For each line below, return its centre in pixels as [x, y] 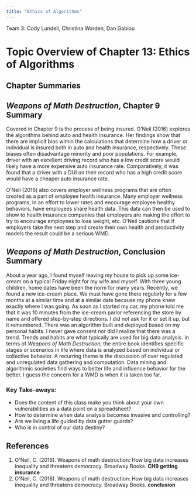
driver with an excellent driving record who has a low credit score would [93, 160]
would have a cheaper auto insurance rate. [58, 179]
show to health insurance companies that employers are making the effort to [98, 215]
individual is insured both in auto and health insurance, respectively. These [96, 147]
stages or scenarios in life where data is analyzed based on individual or [93, 349]
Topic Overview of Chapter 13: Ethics [98, 52]
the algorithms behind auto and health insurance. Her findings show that [93, 135]
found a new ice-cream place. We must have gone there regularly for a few [97, 294]
